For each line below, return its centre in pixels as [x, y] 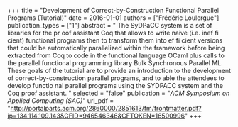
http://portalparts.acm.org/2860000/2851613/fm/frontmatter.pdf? [106, 108]
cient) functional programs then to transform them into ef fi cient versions [115, 40]
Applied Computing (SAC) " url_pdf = [61, 101]
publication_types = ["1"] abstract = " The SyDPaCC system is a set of [110, 25]
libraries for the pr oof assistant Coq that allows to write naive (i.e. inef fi [113, 33]
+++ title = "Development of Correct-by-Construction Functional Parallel [113, 10]
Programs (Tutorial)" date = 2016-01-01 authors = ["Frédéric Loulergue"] [113, 18]
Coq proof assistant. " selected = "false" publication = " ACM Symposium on [119, 93]
